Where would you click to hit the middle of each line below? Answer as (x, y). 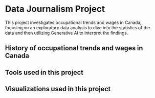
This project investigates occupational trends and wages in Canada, (73, 22)
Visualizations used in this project (58, 89)
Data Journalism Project (55, 9)
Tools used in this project (44, 72)
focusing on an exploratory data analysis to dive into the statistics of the (78, 27)
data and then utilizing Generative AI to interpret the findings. (66, 33)
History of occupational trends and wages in (74, 48)
